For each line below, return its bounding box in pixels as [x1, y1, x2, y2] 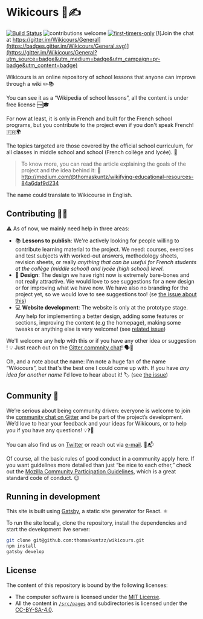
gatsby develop [6, 549, 45, 555]
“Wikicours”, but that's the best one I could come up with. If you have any [6, 364, 189, 371]
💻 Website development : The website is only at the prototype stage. [14, 303, 188, 311]
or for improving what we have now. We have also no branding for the [14, 284, 188, 291]
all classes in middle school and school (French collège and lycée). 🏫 [6, 148, 178, 155]
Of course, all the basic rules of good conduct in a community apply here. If [6, 455, 195, 462]
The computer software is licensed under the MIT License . [14, 593, 161, 600]
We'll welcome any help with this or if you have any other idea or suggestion [6, 337, 196, 344]
